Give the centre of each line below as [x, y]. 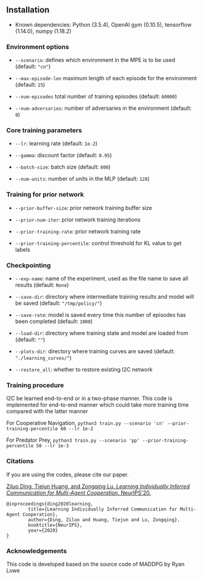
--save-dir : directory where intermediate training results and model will [105, 296]
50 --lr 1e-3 [52, 446]
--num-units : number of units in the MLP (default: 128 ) [82, 179]
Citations [20, 461]
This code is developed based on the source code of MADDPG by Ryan [95, 564]
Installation [28, 10]
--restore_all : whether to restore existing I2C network [84, 369]
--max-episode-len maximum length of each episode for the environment [106, 78]
